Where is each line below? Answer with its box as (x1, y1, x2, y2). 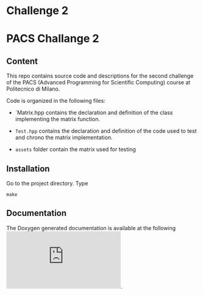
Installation (6, 163, 50, 174)
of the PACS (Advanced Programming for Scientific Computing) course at (6, 79, 191, 86)
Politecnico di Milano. (6, 85, 60, 92)
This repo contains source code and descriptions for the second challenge (6, 72, 194, 80)
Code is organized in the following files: (6, 97, 105, 105)
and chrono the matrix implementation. (15, 134, 113, 141)
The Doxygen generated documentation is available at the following (6, 224, 176, 231)
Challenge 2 (6, 4, 69, 18)
